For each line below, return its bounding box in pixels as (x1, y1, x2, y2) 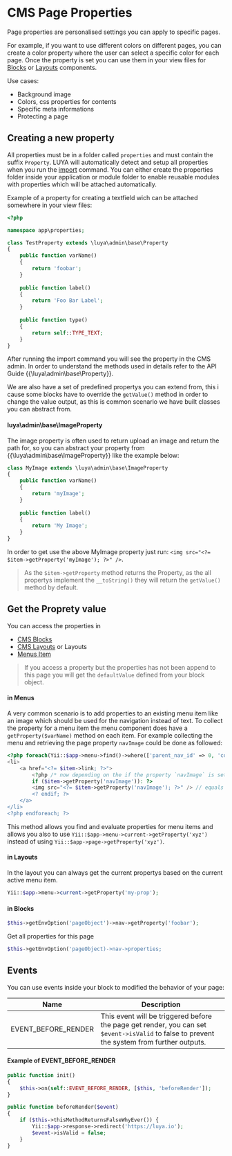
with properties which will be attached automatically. (7, 180, 157, 188)
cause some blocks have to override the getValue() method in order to (7, 390, 209, 399)
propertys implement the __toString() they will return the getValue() (23, 576, 221, 585)
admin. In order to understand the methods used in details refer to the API (7, 362, 217, 371)
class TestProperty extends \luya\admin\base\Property (7, 239, 168, 247)
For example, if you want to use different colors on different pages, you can (7, 41, 222, 49)
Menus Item (17, 650, 52, 658)
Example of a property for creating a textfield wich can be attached (7, 193, 198, 202)
